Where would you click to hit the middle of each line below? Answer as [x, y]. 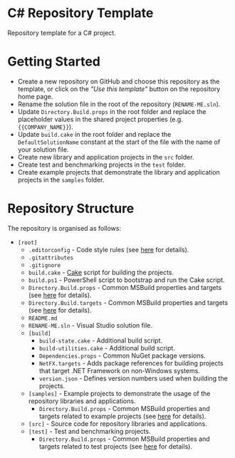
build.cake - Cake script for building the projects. [101, 272]
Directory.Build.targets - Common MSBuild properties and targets [128, 302]
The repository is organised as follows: [64, 228]
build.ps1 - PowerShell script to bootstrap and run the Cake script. [126, 280]
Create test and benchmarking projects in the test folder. [101, 165]
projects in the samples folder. [61, 179]
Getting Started [54, 62]
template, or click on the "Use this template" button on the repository [119, 89]
